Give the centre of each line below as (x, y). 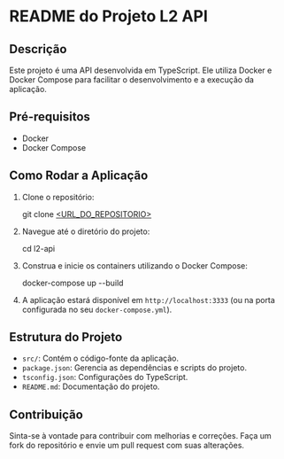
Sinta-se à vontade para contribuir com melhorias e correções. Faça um (140, 436)
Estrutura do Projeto (66, 337)
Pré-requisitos (50, 117)
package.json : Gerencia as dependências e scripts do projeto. (134, 368)
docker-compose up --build (73, 283)
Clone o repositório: (58, 197)
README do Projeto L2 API (108, 16)
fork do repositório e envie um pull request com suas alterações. (127, 446)
